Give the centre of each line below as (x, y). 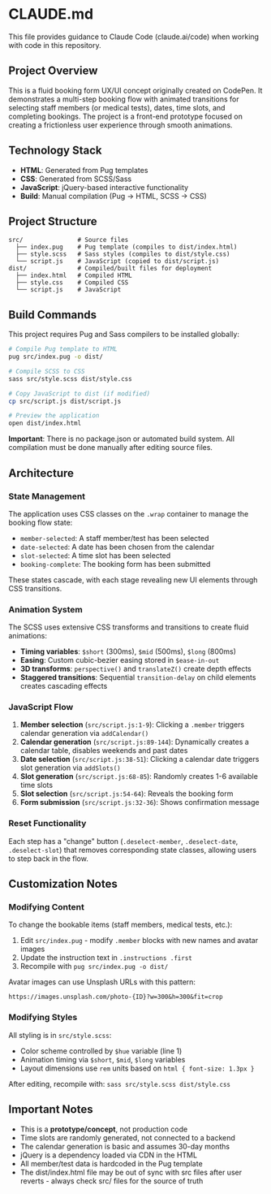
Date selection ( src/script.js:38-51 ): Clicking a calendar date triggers (140, 759)
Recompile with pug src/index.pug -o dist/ (94, 967)
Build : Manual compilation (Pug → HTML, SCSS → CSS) (113, 196)
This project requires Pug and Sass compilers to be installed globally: (124, 335)
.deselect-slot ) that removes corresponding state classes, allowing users (133, 850)
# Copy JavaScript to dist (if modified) (80, 394)
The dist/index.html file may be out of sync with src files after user (131, 1172)
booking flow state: (41, 522)
